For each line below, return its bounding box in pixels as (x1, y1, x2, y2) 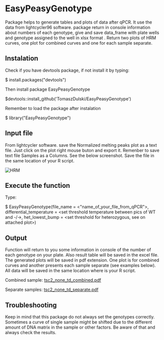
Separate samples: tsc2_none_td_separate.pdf (5, 287, 99, 292)
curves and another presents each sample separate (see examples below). (5, 262, 156, 268)
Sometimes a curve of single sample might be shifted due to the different (5, 319, 152, 325)
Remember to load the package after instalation (5, 105, 101, 111)
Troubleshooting (5, 301, 57, 309)
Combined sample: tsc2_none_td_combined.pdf (5, 277, 101, 283)
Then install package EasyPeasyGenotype (5, 86, 91, 92)
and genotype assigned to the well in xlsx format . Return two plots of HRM (5, 35, 157, 41)
